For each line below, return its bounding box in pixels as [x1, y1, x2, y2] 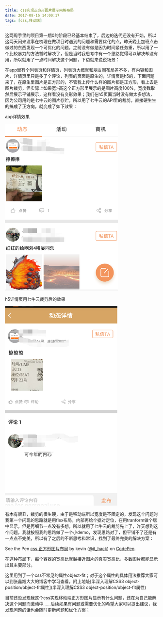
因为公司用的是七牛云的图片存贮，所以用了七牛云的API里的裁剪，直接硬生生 [5, 97, 157, 103]
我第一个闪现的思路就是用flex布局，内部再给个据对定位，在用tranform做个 [5, 517, 153, 523]
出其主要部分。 [5, 562, 35, 568]
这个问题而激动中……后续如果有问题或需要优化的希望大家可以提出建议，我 [9, 601, 157, 607]
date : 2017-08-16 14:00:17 [5, 13, 60, 18]
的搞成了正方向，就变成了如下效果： [5, 103, 78, 109]
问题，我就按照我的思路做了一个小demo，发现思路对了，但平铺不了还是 [9, 529, 153, 536]
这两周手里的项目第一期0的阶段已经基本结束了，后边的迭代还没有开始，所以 [5, 32, 157, 38]
